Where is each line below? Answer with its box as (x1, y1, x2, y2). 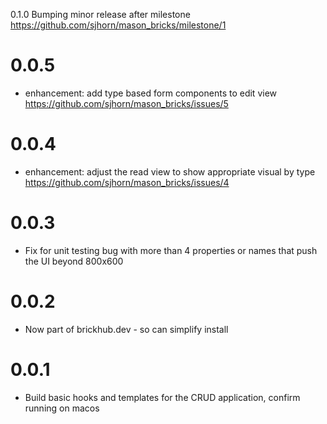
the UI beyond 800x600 (24, 255, 124, 267)
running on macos (24, 402, 100, 414)
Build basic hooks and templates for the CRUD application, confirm (24, 391, 301, 403)
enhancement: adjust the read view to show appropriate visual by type (24, 165, 316, 178)
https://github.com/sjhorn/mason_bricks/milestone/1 (10, 19, 227, 31)
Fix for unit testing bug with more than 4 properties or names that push (24, 244, 318, 256)
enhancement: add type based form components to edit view (24, 87, 278, 99)
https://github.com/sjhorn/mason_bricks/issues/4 (24, 176, 230, 188)
